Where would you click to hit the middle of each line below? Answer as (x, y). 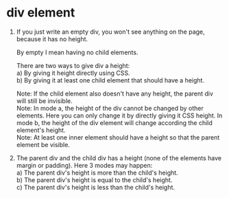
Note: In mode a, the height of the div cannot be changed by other (110, 108)
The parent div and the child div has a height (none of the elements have (119, 158)
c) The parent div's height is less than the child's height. (96, 187)
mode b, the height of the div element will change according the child (114, 122)
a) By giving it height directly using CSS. (73, 73)
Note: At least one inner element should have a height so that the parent (118, 137)
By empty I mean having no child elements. (77, 52)
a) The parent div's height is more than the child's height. (97, 173)
